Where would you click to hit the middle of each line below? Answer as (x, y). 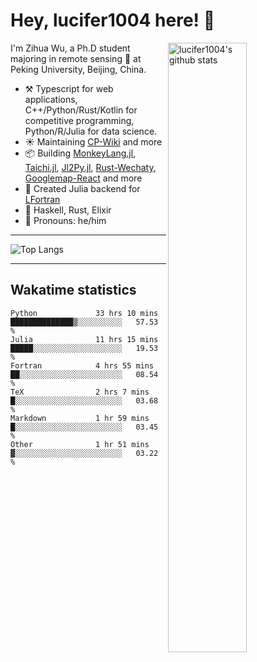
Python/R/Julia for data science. (91, 131)
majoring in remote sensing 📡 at (76, 58)
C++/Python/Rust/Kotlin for (81, 110)
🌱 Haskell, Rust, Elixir (68, 210)
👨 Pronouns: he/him (65, 220)
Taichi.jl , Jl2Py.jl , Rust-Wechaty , (90, 167)
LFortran (42, 199)
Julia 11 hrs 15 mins (84, 339)
